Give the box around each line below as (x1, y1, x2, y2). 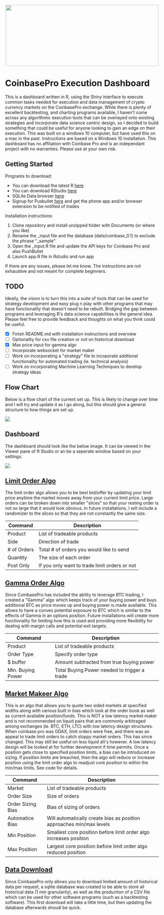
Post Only (7, 562, 30, 569)
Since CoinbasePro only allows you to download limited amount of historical (5, 878, 158, 884)
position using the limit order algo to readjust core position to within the (5, 760, 148, 765)
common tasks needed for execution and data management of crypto (5, 99, 145, 105)
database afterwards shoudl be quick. (5, 904, 82, 910)
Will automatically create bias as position (47, 815, 141, 822)
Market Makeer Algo (5, 689, 69, 698)
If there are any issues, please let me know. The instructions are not (5, 263, 142, 269)
